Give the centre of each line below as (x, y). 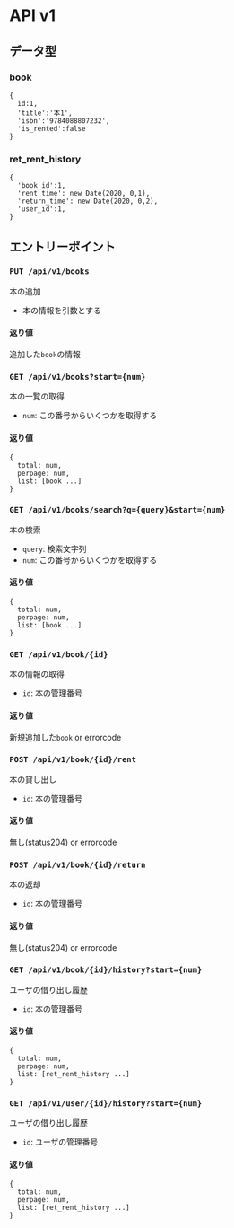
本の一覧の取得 (37, 397)
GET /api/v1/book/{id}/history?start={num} (106, 970)
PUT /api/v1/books (49, 272)
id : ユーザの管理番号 (60, 1142)
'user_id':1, (42, 209)
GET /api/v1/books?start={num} (78, 377)
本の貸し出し (33, 779)
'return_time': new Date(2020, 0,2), (88, 202)
